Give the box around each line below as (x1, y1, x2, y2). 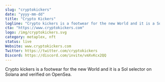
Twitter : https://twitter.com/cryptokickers (5, 48, 98, 53)
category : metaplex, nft (5, 35, 56, 40)
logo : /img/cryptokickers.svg (5, 30, 67, 35)
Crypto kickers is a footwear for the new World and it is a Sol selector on (5, 66, 152, 72)
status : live (5, 39, 32, 44)
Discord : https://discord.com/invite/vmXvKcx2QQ (5, 53, 107, 58)
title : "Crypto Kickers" (5, 16, 56, 21)
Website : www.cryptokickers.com (5, 44, 71, 49)
